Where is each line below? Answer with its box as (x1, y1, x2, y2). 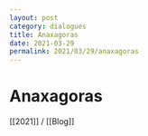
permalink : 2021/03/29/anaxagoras (9, 47, 140, 56)
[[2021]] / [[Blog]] (9, 116, 75, 127)
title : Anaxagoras (9, 30, 79, 39)
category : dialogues (9, 22, 88, 31)
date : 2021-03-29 (9, 38, 75, 48)
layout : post (9, 13, 59, 23)
